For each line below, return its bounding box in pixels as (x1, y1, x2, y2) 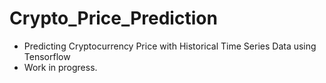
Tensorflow (23, 50, 71, 62)
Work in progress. (23, 61, 98, 73)
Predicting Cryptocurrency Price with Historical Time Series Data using (23, 40, 317, 52)
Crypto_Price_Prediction (9, 7, 218, 30)
